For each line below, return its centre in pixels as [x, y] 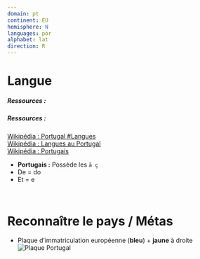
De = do [29, 171]
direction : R [26, 46]
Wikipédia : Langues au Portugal [54, 143]
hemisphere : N [28, 27]
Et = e [26, 179]
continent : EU [28, 20]
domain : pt [23, 14]
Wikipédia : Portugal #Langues [52, 136]
